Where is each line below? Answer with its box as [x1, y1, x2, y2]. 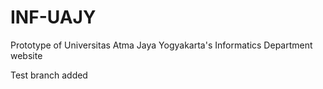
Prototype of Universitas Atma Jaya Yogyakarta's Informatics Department [10, 39, 313, 51]
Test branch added [10, 69, 88, 81]
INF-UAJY [10, 6, 97, 29]
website [10, 49, 43, 61]
